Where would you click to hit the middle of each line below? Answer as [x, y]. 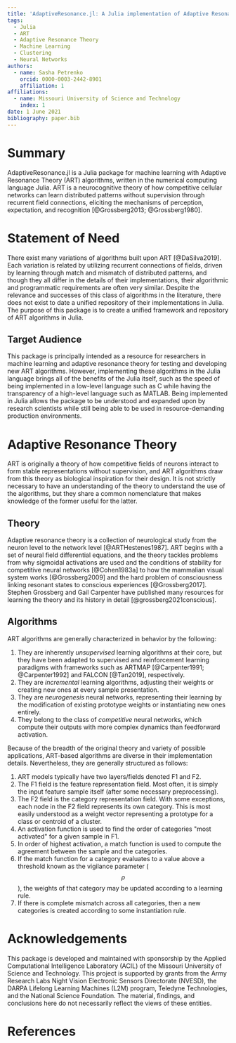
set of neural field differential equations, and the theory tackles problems [113, 555]
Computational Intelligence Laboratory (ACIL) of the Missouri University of [115, 966]
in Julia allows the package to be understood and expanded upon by [106, 401]
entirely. [29, 712]
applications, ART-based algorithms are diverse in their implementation [110, 755]
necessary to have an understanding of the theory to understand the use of [116, 486]
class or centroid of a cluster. [60, 821]
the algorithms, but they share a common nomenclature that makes [104, 494]
